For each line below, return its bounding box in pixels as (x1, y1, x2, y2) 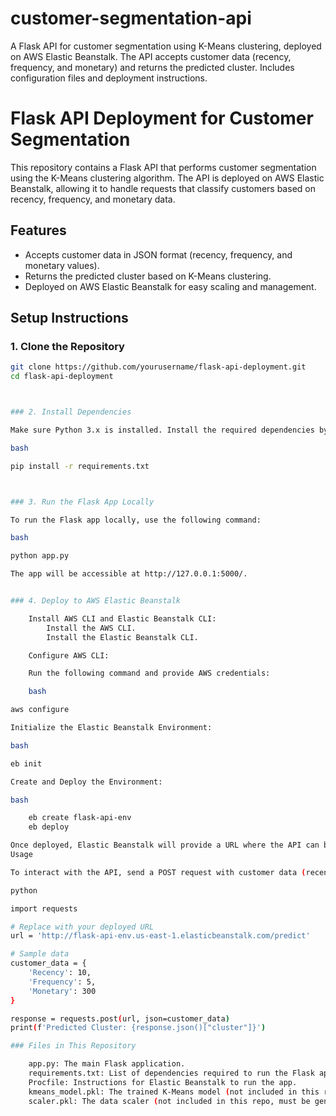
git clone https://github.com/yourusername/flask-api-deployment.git (10, 362, 307, 372)
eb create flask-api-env (28, 813, 132, 823)
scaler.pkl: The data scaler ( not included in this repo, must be (28, 1096, 311, 1106)
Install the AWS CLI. (46, 623, 137, 633)
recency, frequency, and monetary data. (10, 193, 176, 205)
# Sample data (10, 949, 70, 959)
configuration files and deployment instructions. (10, 72, 208, 84)
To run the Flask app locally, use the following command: (10, 515, 262, 525)
